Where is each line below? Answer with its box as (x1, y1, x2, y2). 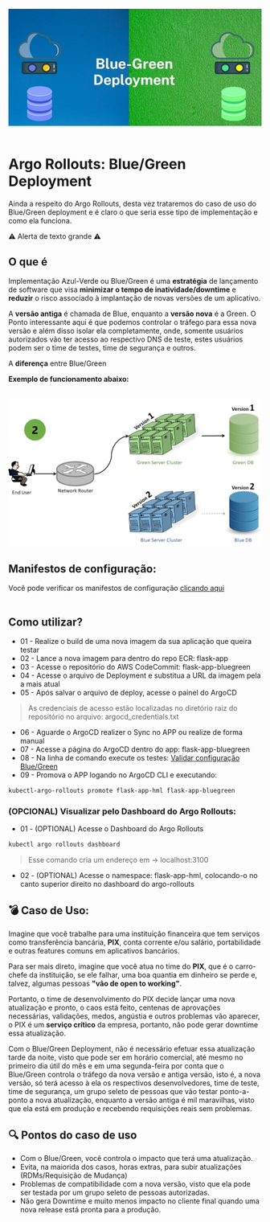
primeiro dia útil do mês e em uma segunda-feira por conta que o (8, 1061, 224, 1071)
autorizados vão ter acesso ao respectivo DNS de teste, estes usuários (8, 334, 243, 344)
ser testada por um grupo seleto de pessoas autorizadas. (19, 1187, 211, 1197)
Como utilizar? (8, 615, 83, 629)
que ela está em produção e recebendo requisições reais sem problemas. (8, 1104, 252, 1113)
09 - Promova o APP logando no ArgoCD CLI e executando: (19, 770, 218, 780)
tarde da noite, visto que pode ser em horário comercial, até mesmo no (8, 1052, 243, 1062)
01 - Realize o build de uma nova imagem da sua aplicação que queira (19, 637, 252, 646)
